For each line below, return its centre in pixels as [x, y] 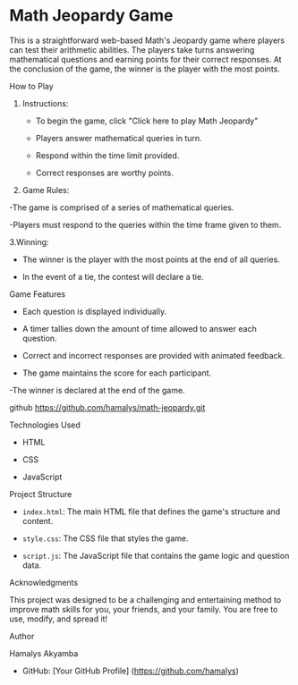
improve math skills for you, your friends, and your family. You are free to [144, 609]
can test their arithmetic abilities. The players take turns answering [132, 49]
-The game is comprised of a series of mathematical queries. [122, 207]
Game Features [37, 294]
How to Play [31, 86]
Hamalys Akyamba [44, 653]
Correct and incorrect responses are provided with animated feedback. [153, 355]
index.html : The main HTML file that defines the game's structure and [151, 512]
